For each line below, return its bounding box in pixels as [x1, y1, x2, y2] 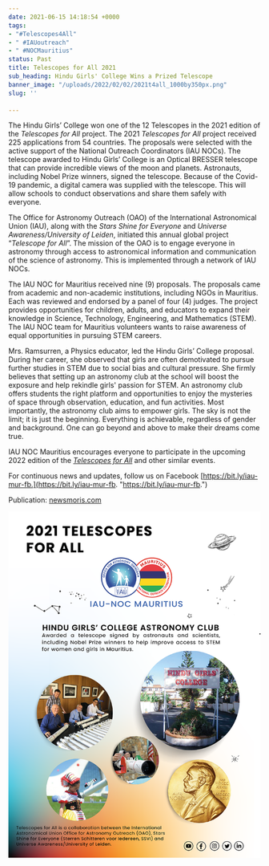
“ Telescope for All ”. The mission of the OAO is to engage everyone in [8, 238, 235, 248]
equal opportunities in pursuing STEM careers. [8, 331, 163, 340]
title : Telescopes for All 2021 [8, 64, 116, 72]
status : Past [8, 55, 52, 63]
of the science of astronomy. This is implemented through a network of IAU [8, 255, 257, 265]
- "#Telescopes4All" [8, 30, 78, 38]
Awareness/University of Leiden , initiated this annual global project [8, 230, 229, 240]
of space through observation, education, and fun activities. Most [8, 397, 224, 407]
